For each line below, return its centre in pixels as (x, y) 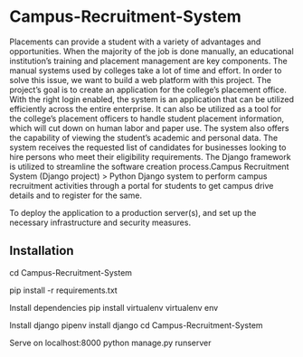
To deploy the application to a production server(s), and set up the (133, 212)
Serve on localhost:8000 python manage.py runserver (110, 343)
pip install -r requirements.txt (63, 290)
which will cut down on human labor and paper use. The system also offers (149, 127)
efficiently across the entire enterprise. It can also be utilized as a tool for (146, 108)
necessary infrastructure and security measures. (100, 222)
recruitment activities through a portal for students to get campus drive (142, 185)
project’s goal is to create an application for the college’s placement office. (148, 89)
